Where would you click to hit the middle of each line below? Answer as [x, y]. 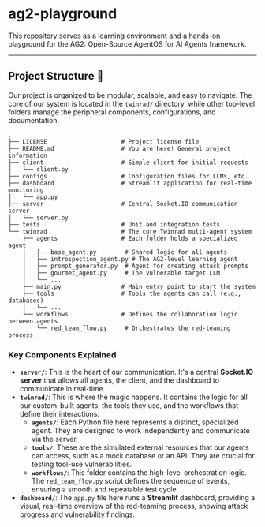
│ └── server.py [38, 218]
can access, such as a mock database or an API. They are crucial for [143, 456]
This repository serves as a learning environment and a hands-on [114, 36]
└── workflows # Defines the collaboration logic [130, 314]
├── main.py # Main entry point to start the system [139, 286]
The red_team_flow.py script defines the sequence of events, [131, 481]
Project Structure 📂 [56, 76]
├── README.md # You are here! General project [119, 148]
